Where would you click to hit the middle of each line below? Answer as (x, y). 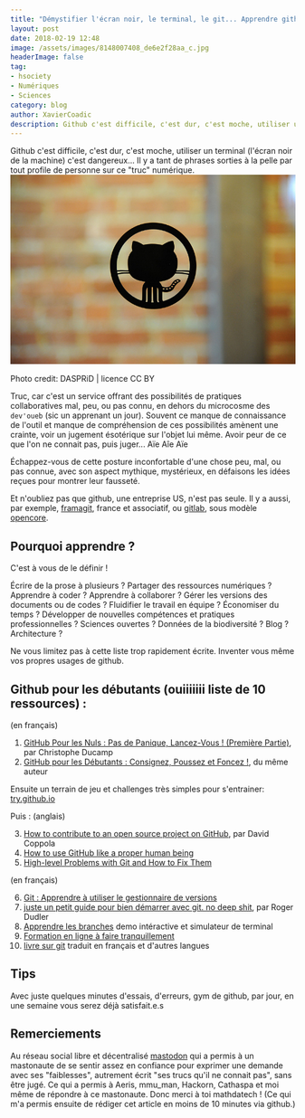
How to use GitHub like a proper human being (108, 853)
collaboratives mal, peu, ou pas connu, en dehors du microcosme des (140, 406)
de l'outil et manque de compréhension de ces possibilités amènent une (144, 425)
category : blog (39, 105)
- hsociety (31, 77)
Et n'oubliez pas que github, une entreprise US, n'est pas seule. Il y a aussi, (151, 498)
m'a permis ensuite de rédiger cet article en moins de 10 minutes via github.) (153, 1104)
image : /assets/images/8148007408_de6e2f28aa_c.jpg (110, 48)
